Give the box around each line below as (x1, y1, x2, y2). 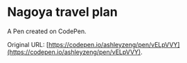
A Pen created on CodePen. (7, 27, 87, 35)
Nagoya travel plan (7, 4, 118, 20)
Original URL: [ (7, 40, 49, 48)
